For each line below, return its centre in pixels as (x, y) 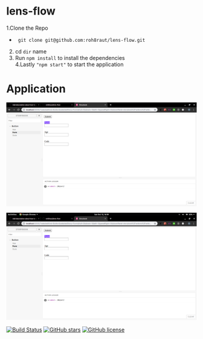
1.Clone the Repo (27, 28)
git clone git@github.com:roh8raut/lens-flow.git (82, 40)
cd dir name (31, 51)
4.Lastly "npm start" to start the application (69, 64)
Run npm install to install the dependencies (70, 58)
